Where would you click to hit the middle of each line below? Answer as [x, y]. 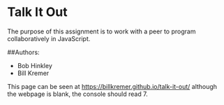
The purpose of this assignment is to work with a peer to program [102, 31]
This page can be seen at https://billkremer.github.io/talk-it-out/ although [112, 86]
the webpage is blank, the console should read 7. [77, 94]
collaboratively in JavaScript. [49, 38]
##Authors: [23, 52]
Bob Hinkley [35, 65]
